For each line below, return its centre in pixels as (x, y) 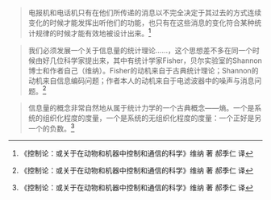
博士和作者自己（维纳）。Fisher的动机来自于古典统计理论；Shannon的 (143, 70)
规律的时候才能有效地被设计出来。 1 (93, 33)
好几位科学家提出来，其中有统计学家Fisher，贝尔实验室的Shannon (152, 60)
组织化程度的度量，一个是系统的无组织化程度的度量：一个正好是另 (152, 118)
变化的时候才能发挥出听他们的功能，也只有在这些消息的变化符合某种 (141, 23)
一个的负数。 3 (51, 128)
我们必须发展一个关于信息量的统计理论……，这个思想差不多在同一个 (140, 50)
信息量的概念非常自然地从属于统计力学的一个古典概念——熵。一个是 (141, 108)
